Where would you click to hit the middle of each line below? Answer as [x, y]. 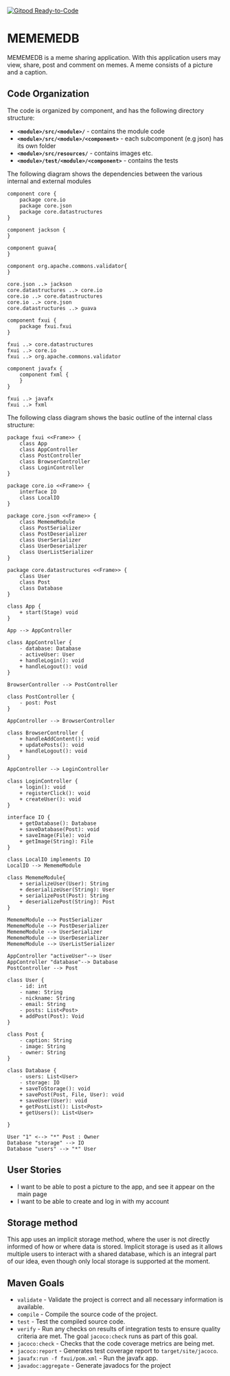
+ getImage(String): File [57, 841]
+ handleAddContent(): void [59, 739]
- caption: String [46, 1040]
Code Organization [48, 94]
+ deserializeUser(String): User [67, 890]
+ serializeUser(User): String [64, 883]
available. [31, 1307]
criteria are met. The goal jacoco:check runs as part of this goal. [107, 1336]
